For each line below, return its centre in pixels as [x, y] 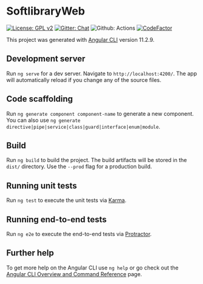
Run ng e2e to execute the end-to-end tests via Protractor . [79, 234]
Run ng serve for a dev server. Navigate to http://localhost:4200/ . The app [102, 73]
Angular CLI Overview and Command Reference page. [74, 274]
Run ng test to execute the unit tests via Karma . [66, 200]
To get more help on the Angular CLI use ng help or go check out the [92, 268]
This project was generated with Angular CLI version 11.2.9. [81, 39]
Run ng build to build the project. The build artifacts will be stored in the [97, 160]
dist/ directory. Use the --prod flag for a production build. [79, 167]
